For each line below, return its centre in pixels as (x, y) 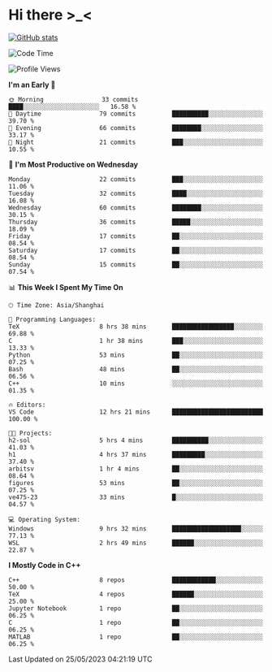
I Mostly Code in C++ (45, 565)
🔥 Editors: (27, 405)
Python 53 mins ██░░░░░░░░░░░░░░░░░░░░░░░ (136, 355)
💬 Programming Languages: (52, 319)
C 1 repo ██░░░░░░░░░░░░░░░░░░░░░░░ (136, 622)
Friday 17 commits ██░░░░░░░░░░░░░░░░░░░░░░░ (136, 236)
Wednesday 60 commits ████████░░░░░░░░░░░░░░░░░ (136, 208)
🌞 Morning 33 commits (73, 99)
